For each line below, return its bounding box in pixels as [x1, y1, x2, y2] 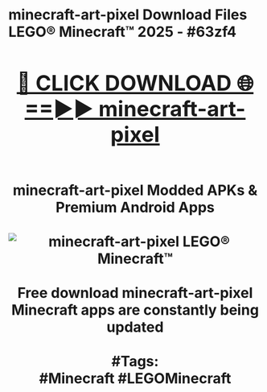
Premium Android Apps [55, 198, 215, 217]
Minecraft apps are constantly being [10, 300, 260, 319]
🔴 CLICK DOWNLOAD [16, 69, 232, 96]
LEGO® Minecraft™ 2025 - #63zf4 [8, 23, 237, 41]
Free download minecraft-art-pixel [17, 283, 253, 302]
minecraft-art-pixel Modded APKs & [12, 181, 258, 199]
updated [106, 318, 164, 336]
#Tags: [111, 352, 159, 370]
